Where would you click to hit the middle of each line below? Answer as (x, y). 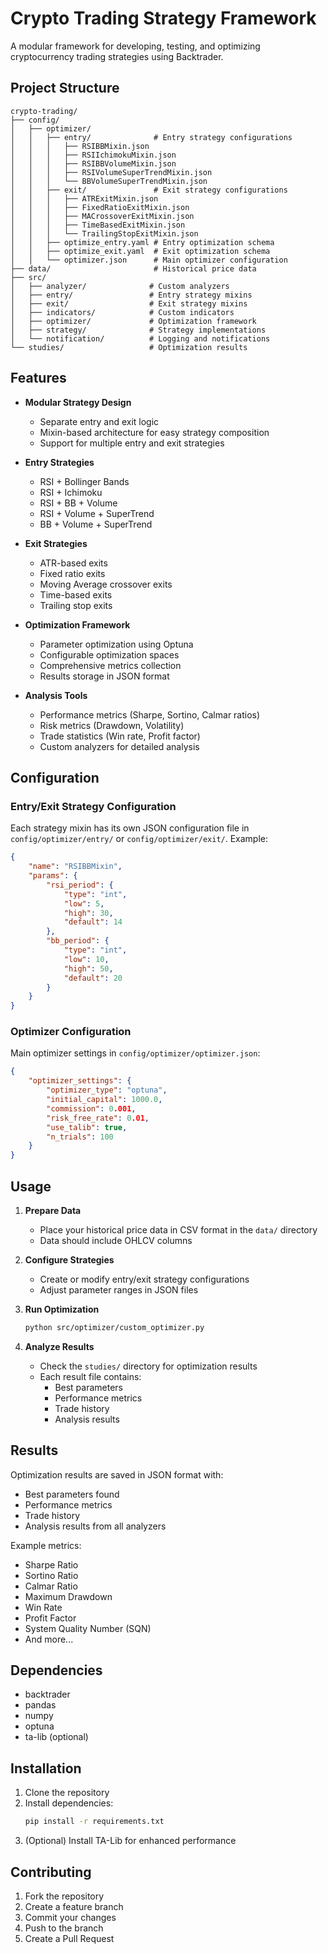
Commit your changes (70, 1917)
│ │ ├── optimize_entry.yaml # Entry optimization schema (142, 242)
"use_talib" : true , (87, 1127)
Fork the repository (64, 1896)
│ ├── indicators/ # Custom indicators (122, 312)
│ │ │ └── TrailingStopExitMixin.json (104, 233)
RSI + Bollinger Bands (84, 481)
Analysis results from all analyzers (95, 1526)
